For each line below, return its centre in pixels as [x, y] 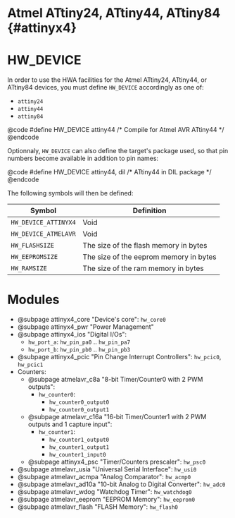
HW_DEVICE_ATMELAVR [43, 234]
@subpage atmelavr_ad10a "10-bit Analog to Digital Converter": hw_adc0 [121, 484]
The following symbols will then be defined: [70, 193]
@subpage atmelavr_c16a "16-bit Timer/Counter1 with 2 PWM [117, 417]
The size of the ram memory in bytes [143, 268]
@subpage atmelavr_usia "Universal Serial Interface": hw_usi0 [107, 469]
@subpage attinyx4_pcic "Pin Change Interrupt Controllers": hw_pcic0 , [119, 357]
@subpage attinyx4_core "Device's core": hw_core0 [92, 320]
